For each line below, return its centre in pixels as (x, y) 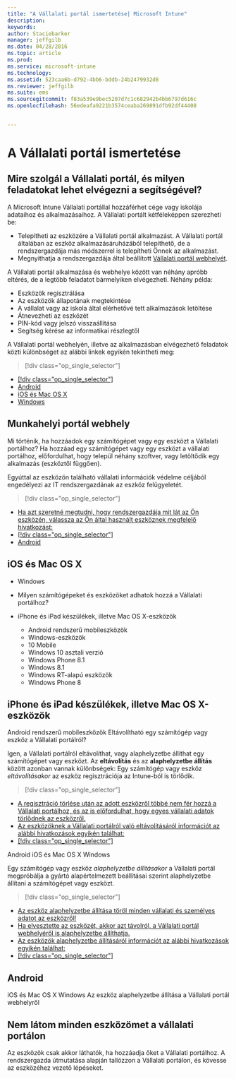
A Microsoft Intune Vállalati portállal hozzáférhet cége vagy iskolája (105, 207)
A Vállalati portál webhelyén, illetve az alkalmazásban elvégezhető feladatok (118, 344)
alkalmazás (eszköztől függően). (55, 463)
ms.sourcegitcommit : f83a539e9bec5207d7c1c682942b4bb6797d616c (102, 100)
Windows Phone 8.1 (56, 660)
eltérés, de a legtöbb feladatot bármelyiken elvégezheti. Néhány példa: (110, 279)
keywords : (22, 27)
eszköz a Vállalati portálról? (47, 740)
